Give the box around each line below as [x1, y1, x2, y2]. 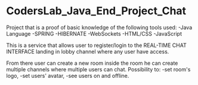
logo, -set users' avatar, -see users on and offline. [6, 72, 129, 79]
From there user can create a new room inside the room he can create [6, 59, 178, 67]
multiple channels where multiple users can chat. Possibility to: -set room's [6, 65, 191, 73]
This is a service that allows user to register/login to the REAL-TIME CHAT [6, 42, 187, 49]
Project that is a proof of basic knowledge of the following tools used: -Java [6, 24, 193, 31]
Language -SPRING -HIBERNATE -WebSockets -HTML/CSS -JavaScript [6, 30, 182, 37]
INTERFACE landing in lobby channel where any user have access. [6, 48, 169, 55]
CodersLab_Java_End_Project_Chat [6, 4, 187, 18]
